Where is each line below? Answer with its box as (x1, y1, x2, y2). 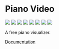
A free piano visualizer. (5, 29, 51, 35)
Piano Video (5, 3, 55, 15)
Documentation (5, 39, 36, 45)
